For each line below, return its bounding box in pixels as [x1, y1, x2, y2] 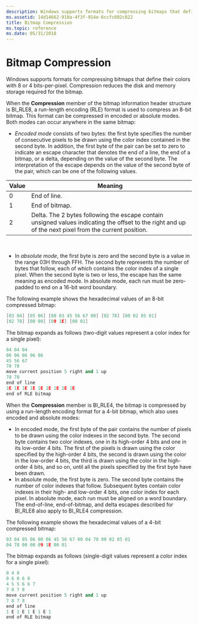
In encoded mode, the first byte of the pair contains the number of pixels [14, 425, 192, 432]
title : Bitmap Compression [6, 20, 72, 25]
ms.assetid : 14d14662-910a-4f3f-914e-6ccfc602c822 [6, 14, 133, 20]
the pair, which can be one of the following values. [14, 168, 137, 175]
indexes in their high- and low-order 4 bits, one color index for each [14, 488, 180, 496]
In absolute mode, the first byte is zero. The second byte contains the [14, 475, 184, 482]
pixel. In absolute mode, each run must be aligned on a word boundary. [14, 494, 188, 501]
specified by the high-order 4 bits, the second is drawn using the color [14, 451, 187, 458]
